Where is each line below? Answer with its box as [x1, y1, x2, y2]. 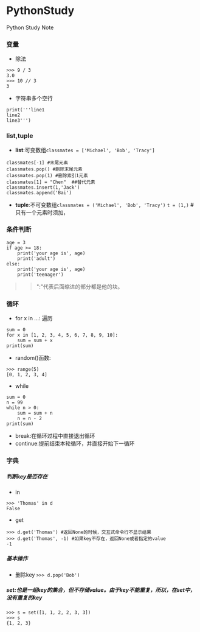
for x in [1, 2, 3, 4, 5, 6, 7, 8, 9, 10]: [6, 332, 119, 339]
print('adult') [17, 255, 56, 262]
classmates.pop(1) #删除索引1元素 [6, 172, 88, 178]
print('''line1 [6, 107, 45, 113]
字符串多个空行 [15, 95, 53, 102]
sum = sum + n [17, 410, 53, 416]
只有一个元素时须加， [15, 208, 69, 216]
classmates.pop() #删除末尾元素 [6, 166, 83, 172]
